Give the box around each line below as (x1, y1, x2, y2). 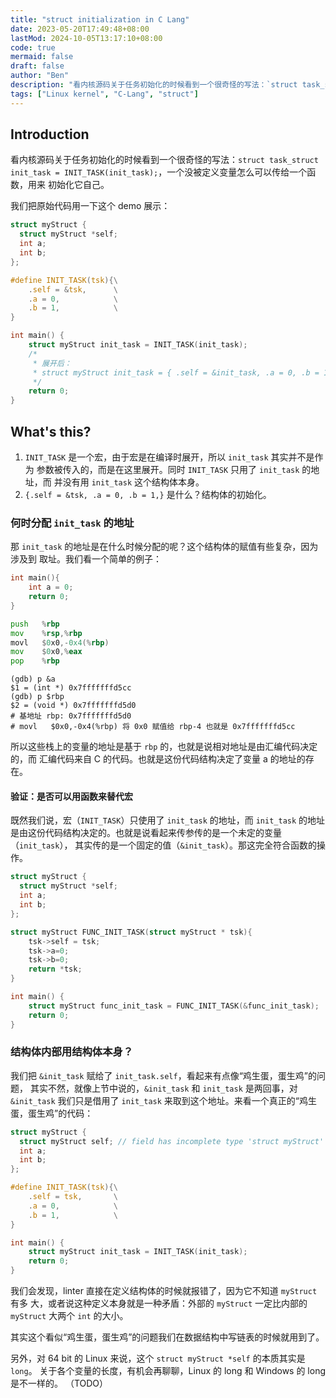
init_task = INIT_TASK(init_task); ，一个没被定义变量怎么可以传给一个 (10, 166, 308, 178)
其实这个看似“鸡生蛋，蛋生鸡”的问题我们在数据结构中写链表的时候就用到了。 (10, 1331, 325, 1343)
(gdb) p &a (10, 674, 56, 685)
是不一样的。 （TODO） (10, 1377, 109, 1390)
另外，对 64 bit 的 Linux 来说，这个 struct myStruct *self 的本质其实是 (10, 1352, 306, 1365)
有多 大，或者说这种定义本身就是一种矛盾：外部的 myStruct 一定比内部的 (10, 1297, 308, 1310)
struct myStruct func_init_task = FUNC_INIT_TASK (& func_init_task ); (28, 1001, 320, 1011)
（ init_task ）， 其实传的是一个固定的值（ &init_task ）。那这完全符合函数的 (10, 839, 317, 851)
